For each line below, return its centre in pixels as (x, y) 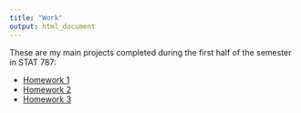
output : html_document (52, 26)
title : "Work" (36, 18)
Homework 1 (46, 79)
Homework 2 (47, 89)
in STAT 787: (33, 62)
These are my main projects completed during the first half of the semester (150, 52)
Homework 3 (47, 99)
